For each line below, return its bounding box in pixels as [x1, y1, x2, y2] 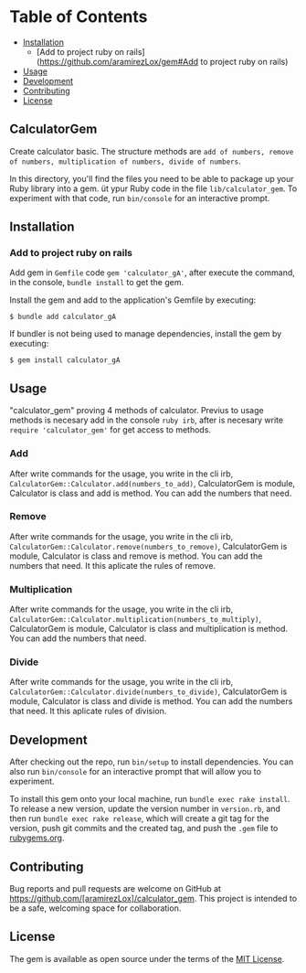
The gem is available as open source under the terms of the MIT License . [9, 953, 285, 964]
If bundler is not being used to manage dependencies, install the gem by [9, 328, 282, 339]
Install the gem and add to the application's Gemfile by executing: [9, 294, 257, 305]
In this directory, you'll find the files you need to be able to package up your [9, 173, 294, 184]
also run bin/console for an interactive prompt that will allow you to [9, 766, 262, 777]
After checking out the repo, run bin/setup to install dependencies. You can [9, 756, 294, 767]
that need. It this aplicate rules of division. [9, 706, 167, 717]
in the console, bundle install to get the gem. [9, 277, 185, 288]
